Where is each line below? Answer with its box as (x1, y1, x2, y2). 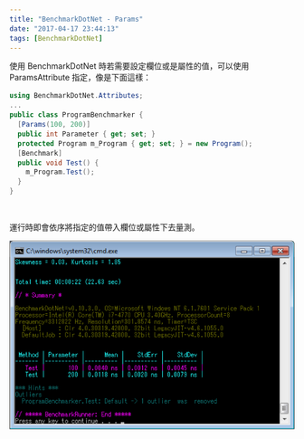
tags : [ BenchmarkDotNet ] (9, 33, 103, 43)
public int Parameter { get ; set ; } (17, 129, 156, 138)
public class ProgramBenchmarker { (9, 110, 144, 119)
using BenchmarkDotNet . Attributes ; (9, 91, 144, 100)
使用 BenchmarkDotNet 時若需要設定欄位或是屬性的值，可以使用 (9, 61, 250, 72)
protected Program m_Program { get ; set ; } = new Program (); (17, 138, 253, 148)
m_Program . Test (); (25, 167, 95, 177)
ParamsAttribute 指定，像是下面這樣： (9, 72, 152, 83)
